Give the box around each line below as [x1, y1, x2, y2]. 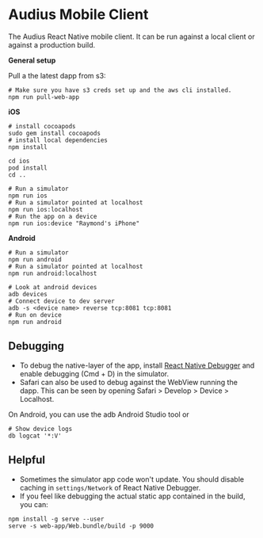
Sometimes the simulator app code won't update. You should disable [19, 474, 244, 484]
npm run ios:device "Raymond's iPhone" [8, 219, 140, 227]
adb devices [8, 290, 48, 298]
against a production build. [8, 40, 96, 49]
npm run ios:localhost [8, 205, 83, 213]
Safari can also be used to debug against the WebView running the [19, 377, 238, 387]
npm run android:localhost [8, 269, 97, 277]
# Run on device [8, 311, 62, 319]
